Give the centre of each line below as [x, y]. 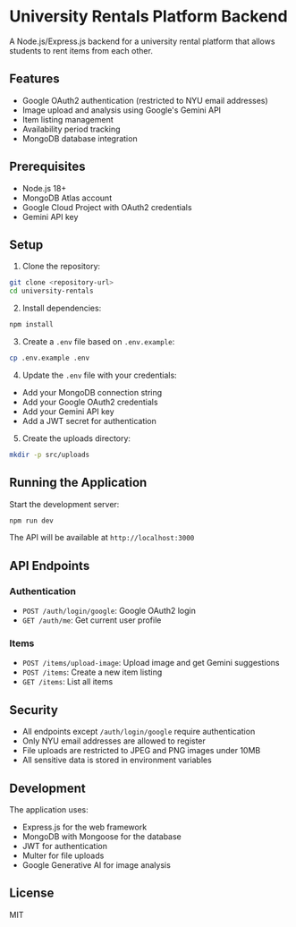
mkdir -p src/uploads [50, 455]
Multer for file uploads [63, 855]
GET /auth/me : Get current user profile [92, 620]
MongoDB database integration [80, 138]
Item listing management [68, 119]
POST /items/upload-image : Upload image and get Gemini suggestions [151, 663]
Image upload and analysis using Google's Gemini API [122, 110]
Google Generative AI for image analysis [97, 865]
